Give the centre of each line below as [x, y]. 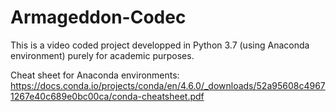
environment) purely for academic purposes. [102, 55]
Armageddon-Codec [98, 17]
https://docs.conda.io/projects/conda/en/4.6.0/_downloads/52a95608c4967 [168, 85]
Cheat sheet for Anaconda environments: [95, 75]
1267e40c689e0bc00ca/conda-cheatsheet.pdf [107, 96]
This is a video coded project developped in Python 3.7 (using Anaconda [160, 45]
